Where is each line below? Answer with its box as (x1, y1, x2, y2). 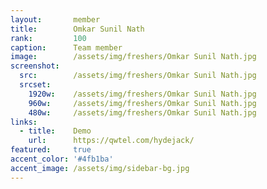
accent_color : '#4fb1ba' (10, 154, 114, 164)
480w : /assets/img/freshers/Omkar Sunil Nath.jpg (28, 107, 257, 118)
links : (10, 117, 38, 127)
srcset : (19, 80, 52, 90)
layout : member (10, 14, 101, 25)
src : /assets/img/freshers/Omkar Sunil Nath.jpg (19, 71, 257, 81)
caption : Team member (10, 42, 123, 53)
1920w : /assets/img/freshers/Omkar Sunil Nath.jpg (28, 89, 257, 99)
